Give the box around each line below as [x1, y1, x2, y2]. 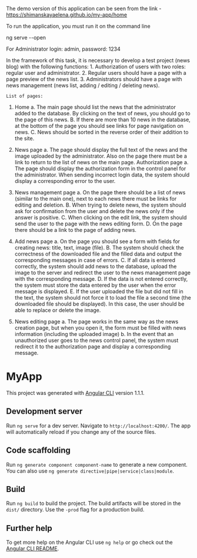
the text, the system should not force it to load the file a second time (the [14, 294, 191, 301]
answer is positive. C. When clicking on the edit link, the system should [14, 214, 187, 221]
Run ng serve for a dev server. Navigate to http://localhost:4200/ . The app [6, 422, 191, 429]
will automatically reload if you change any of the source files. [6, 428, 156, 435]
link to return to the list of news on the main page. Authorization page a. [14, 159, 189, 165]
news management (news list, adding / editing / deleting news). [6, 82, 160, 89]
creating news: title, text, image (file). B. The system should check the [14, 244, 184, 251]
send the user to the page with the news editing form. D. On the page [14, 220, 183, 227]
